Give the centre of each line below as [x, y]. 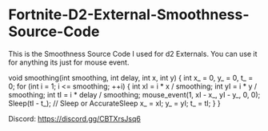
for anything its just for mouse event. [69, 62]
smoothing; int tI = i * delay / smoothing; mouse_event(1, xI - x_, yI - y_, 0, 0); [134, 94]
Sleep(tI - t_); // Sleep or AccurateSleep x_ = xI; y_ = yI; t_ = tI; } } [115, 103]
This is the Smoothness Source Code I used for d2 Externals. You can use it [133, 54]
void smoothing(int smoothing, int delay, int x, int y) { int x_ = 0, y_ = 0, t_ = [131, 77]
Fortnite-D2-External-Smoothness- [129, 15]
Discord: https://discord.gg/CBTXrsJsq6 [75, 118]
